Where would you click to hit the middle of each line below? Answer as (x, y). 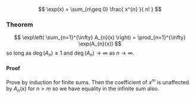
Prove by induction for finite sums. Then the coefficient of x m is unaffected (97, 82)
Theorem (20, 24)
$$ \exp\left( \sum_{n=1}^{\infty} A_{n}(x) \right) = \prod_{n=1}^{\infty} (100, 37)
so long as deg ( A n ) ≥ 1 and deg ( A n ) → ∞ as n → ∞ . (70, 54)
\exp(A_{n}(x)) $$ (100, 44)
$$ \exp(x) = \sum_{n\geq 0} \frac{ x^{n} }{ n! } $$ (100, 9)
